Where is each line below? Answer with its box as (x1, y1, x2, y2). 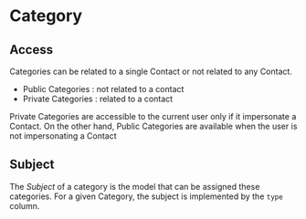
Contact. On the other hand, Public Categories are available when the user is (9, 120, 298, 131)
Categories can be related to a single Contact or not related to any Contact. (9, 66, 292, 77)
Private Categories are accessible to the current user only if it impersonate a (9, 111, 297, 121)
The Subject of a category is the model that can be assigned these (9, 181, 260, 192)
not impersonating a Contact (9, 130, 117, 141)
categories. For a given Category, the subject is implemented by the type (9, 191, 283, 202)
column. (9, 200, 40, 211)
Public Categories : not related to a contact (22, 84, 185, 94)
